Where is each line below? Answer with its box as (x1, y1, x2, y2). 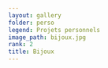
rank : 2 (8, 41, 34, 48)
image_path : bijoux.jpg (8, 33, 87, 41)
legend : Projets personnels (8, 26, 101, 34)
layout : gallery (8, 11, 61, 20)
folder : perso (8, 19, 55, 27)
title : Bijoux (8, 48, 55, 55)
